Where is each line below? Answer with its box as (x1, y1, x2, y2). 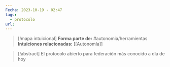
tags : (5, 12, 17, 17)
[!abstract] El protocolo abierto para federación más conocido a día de (17, 51, 165, 57)
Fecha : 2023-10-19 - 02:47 (5, 7, 62, 13)
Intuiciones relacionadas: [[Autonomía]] (17, 41, 103, 47)
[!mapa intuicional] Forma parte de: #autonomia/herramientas (17, 36, 148, 42)
